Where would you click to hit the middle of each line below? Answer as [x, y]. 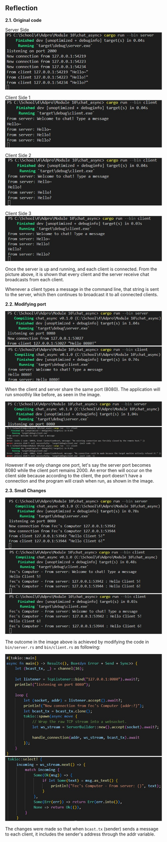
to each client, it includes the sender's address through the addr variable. [80, 834]
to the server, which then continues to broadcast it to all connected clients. [82, 294]
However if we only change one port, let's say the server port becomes [78, 465]
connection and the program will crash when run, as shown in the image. [80, 481]
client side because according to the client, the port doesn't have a [74, 476]
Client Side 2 [18, 156]
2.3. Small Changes [26, 491]
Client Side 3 [18, 213]
